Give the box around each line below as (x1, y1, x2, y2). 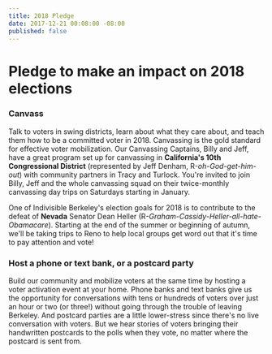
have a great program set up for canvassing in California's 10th (8, 152, 222, 162)
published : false (8, 27, 67, 35)
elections (8, 79, 73, 97)
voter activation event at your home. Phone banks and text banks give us (8, 285, 253, 295)
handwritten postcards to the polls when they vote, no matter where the (8, 328, 248, 338)
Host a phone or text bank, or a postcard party (8, 257, 195, 269)
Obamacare (8, 220, 49, 230)
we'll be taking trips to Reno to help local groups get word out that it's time (8, 228, 257, 238)
